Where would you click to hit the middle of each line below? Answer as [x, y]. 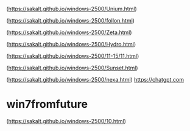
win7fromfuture [47, 104]
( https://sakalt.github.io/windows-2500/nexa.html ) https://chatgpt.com [95, 80]
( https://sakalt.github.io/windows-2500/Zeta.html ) [69, 32]
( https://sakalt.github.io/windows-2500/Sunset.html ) [72, 68]
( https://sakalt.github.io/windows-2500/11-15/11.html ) [73, 56]
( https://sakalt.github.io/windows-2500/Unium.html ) [72, 9]
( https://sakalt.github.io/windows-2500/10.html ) [66, 121]
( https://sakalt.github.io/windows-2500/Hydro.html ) [71, 44]
